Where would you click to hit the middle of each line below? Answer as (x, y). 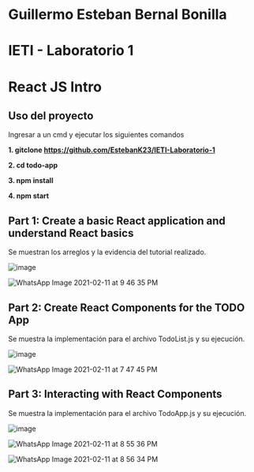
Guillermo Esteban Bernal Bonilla (118, 15)
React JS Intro (55, 86)
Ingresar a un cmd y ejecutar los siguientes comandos (96, 135)
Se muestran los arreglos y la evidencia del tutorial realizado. (107, 252)
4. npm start (29, 196)
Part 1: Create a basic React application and (117, 221)
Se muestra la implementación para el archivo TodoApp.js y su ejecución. (127, 413)
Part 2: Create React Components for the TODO (127, 307)
